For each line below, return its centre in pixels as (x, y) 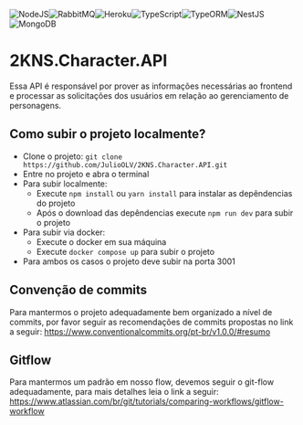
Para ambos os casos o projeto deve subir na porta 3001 (129, 261)
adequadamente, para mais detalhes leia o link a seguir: (114, 392)
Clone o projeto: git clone (73, 156)
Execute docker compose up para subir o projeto (125, 251)
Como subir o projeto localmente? (108, 134)
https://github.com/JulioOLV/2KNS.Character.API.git (125, 165)
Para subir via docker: (64, 232)
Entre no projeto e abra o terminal (86, 174)
